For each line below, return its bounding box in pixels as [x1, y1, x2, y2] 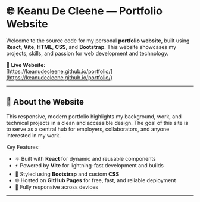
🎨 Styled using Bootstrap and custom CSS [14, 170, 120, 177]
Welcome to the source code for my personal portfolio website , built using [6, 37, 190, 44]
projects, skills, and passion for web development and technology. [6, 50, 168, 57]
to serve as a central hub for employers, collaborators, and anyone [6, 126, 170, 133]
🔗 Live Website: [6, 61, 46, 68]
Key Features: [6, 143, 40, 151]
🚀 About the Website [6, 97, 85, 107]
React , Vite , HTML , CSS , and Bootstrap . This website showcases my [6, 43, 177, 50]
